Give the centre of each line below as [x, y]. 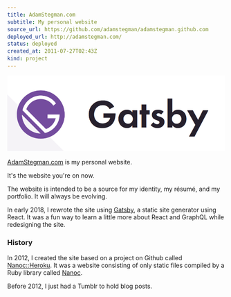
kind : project [28, 59]
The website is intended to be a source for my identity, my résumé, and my [114, 189]
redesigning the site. [36, 225]
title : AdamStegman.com [41, 15]
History [20, 243]
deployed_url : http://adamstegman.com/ [65, 37]
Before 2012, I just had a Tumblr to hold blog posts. [80, 286]
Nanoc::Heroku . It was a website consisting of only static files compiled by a [116, 265]
